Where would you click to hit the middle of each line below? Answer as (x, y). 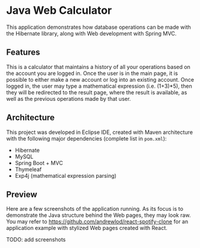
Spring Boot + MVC (39, 163)
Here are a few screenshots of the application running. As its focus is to (95, 209)
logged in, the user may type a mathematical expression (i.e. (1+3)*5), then (99, 86)
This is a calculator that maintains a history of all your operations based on (98, 67)
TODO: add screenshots (36, 240)
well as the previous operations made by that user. (68, 98)
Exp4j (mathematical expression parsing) (66, 175)
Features (23, 53)
